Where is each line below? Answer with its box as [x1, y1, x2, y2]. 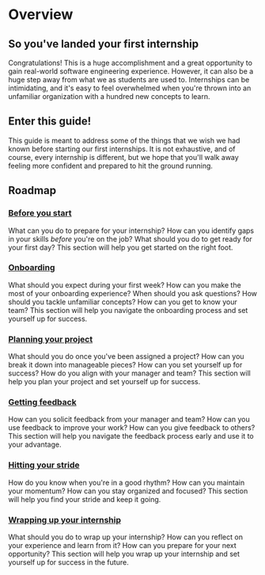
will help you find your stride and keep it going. [8, 494, 161, 504]
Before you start [8, 208, 72, 219]
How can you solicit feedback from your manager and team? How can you [8, 414, 251, 425]
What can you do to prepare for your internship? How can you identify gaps [8, 226, 255, 235]
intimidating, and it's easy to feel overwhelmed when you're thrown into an [8, 83, 252, 93]
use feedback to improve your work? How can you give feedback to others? [8, 423, 256, 432]
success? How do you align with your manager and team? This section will [8, 368, 251, 378]
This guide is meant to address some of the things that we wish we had [8, 135, 240, 145]
